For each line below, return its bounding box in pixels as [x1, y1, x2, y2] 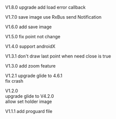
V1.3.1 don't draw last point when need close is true [5, 53, 111, 59]
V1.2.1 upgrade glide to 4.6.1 [5, 73, 63, 79]
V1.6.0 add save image [5, 24, 52, 30]
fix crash [5, 78, 24, 84]
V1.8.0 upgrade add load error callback [5, 5, 86, 10]
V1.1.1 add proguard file [5, 108, 53, 114]
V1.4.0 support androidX [5, 43, 56, 49]
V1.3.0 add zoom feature [5, 63, 56, 69]
